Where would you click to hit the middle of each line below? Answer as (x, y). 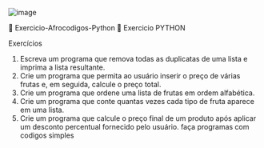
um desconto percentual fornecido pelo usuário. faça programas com (134, 127)
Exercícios (25, 43)
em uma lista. (42, 110)
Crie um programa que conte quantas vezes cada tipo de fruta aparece (137, 101)
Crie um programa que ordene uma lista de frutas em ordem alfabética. (137, 93)
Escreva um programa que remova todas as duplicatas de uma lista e (134, 59)
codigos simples (47, 135)
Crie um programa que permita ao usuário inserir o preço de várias (130, 76)
